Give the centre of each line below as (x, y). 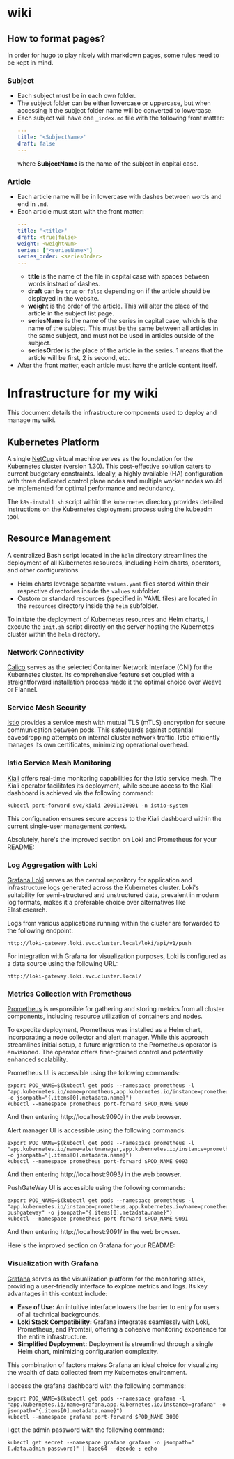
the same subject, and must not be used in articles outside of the (121, 336)
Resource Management (59, 539)
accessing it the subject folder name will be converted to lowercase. (115, 111)
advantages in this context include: (57, 1293)
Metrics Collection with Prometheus (70, 994)
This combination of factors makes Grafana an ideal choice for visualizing (113, 1365)
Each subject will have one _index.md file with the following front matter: (120, 118)
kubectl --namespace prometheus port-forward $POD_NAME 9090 (98, 1104)
